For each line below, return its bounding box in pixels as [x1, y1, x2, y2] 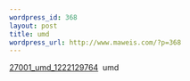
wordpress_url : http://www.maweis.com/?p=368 [9, 37, 181, 47]
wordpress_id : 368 [9, 12, 78, 22]
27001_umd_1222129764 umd [9, 62, 120, 73]
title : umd [9, 29, 50, 38]
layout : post [9, 21, 58, 30]
